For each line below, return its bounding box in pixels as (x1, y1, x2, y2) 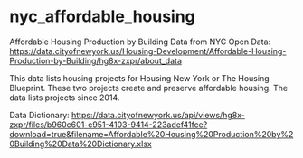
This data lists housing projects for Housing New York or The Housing (9, 72, 270, 83)
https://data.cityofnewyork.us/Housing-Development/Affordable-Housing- (9, 45, 287, 56)
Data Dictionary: (9, 109, 70, 120)
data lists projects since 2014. (9, 92, 120, 103)
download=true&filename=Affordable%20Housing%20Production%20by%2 (9, 128, 294, 139)
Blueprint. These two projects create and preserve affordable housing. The (9, 82, 288, 93)
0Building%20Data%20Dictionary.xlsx (9, 138, 152, 149)
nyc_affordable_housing (9, 6, 196, 27)
